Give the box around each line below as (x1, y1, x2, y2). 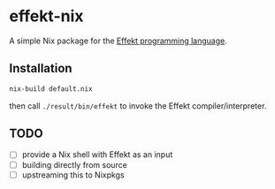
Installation (9, 61, 73, 76)
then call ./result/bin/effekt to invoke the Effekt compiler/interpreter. (9, 100, 267, 111)
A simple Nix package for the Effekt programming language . (9, 35, 228, 46)
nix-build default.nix (9, 84, 93, 94)
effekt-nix (9, 6, 84, 26)
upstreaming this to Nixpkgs (21, 170, 126, 180)
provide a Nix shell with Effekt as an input (21, 149, 173, 160)
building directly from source (21, 159, 128, 170)
